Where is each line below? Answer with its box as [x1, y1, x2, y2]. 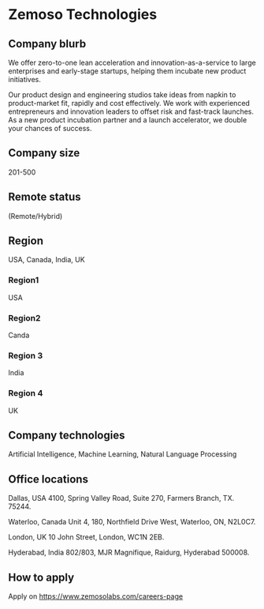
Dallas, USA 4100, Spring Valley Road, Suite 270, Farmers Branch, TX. [8, 494, 235, 503]
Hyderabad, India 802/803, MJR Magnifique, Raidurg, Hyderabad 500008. [8, 547, 250, 558]
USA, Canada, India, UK [8, 255, 85, 265]
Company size [8, 146, 80, 160]
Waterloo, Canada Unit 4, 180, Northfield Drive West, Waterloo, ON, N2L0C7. [8, 517, 256, 527]
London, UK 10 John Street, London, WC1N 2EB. [8, 532, 165, 542]
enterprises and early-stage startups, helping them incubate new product [8, 66, 247, 76]
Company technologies [8, 429, 125, 442]
